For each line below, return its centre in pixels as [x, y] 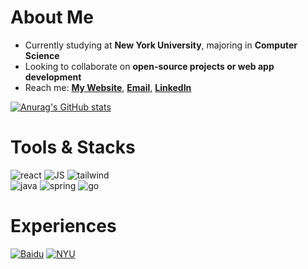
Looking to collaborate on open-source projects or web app [149, 66]
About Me [52, 17]
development [53, 77]
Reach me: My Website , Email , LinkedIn [108, 87]
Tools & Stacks [73, 147]
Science [42, 55]
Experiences [63, 226]
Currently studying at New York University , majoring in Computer [161, 45]
